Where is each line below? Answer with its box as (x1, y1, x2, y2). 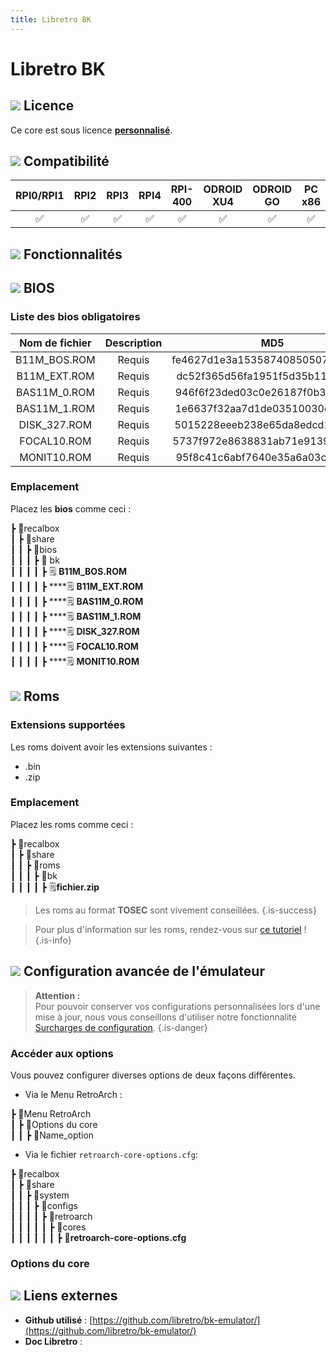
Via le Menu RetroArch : (24, 1088, 123, 1100)
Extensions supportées (10, 718, 126, 732)
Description (104, 336, 163, 350)
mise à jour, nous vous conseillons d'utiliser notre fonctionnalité (34, 1011, 297, 1023)
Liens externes (23, 1287, 118, 1305)
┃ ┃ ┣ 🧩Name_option (10, 1129, 95, 1141)
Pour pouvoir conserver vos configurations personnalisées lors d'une (34, 1000, 321, 1012)
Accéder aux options (10, 1046, 114, 1060)
